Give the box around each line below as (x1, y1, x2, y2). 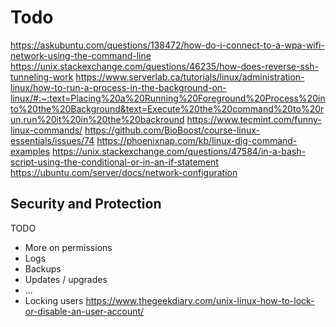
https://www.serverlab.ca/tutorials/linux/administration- (75, 71, 305, 83)
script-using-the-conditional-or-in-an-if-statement (10, 156, 219, 168)
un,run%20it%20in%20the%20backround (10, 113, 185, 125)
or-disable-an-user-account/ (24, 305, 145, 317)
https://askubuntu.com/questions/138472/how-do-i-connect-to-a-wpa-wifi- (10, 39, 325, 51)
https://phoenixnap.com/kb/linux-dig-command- (96, 134, 298, 146)
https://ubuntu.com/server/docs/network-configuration (10, 166, 238, 178)
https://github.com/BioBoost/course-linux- (84, 124, 260, 136)
